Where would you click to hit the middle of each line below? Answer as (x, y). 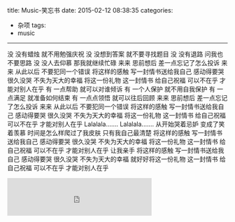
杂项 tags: (32, 25)
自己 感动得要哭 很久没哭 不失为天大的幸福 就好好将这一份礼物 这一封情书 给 (116, 159)
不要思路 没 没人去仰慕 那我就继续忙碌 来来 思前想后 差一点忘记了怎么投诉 (114, 63)
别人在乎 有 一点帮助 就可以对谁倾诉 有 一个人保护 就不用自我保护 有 (117, 89)
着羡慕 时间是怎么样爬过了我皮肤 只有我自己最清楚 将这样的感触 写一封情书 (115, 133)
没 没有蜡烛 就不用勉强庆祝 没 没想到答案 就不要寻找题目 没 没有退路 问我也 (115, 54)
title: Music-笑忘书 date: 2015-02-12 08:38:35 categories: (90, 10)
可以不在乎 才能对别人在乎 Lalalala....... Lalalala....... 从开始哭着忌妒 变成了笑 (116, 124)
